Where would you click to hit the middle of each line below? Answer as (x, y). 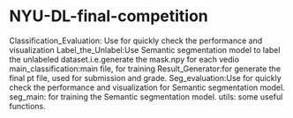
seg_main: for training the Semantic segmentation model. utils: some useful (146, 96)
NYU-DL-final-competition (109, 16)
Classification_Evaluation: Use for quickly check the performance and (136, 41)
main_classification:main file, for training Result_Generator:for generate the (145, 69)
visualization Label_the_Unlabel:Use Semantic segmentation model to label (145, 49)
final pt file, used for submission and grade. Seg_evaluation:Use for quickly (146, 77)
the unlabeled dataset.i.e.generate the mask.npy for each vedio (124, 59)
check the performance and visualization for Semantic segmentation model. (147, 87)
